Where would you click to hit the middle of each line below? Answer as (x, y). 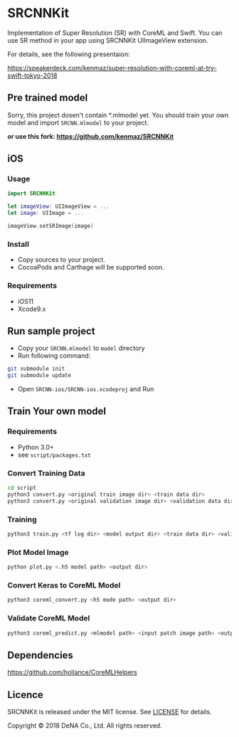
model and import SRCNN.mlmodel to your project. (78, 122)
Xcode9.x (32, 309)
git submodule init (36, 369)
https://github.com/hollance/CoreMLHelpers (72, 672)
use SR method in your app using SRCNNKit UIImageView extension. (108, 40)
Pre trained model (48, 98)
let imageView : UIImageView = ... (59, 207)
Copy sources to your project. (61, 260)
